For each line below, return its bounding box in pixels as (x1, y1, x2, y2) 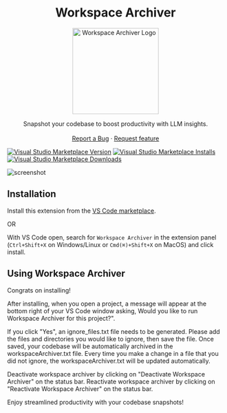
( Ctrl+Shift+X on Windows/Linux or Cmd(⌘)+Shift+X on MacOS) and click (7, 240, 214, 248)
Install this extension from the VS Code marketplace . (7, 206, 156, 215)
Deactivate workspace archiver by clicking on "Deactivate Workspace (7, 370, 205, 378)
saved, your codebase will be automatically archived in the (7, 342, 173, 350)
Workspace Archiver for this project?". (7, 314, 116, 322)
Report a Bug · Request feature (72, 134, 160, 142)
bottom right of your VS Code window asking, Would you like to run (7, 306, 198, 315)
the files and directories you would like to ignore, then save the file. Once (7, 335, 215, 343)
